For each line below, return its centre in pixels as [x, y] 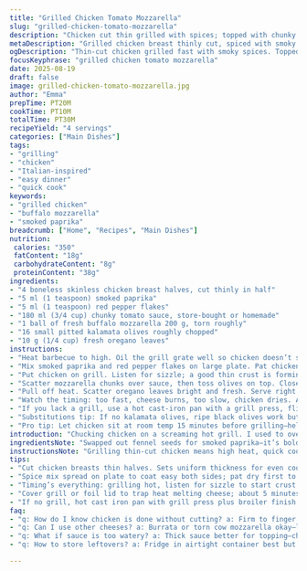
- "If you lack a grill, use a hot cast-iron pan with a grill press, [147, 409]
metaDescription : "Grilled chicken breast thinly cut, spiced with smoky [153, 43]
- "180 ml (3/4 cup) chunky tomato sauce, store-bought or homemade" [145, 315]
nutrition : [30, 238]
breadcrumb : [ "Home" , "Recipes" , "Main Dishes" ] [104, 230]
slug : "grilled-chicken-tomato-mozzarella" [94, 26]
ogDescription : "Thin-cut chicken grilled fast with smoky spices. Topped [155, 52]
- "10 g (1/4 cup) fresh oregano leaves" [90, 341]
